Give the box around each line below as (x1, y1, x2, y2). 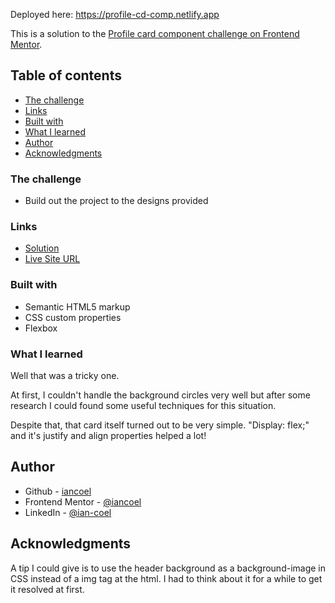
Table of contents (10, 67, 122, 84)
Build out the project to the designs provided (24, 195, 209, 207)
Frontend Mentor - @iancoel (24, 495, 142, 508)
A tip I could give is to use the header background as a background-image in (10, 562, 326, 574)
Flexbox (24, 322, 58, 334)
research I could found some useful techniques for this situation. (10, 400, 277, 411)
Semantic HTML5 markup (24, 300, 131, 313)
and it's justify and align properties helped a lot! (10, 430, 207, 441)
